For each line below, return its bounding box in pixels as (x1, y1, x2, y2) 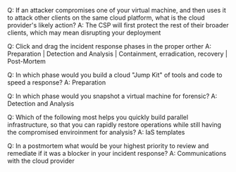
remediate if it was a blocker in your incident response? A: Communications (7, 149, 227, 157)
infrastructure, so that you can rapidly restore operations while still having (7, 121, 222, 129)
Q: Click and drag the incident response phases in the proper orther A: (7, 42, 211, 50)
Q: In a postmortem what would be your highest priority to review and (7, 142, 209, 150)
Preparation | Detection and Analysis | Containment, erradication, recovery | (7, 49, 228, 58)
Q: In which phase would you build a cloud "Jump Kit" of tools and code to (7, 70, 223, 79)
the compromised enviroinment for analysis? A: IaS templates (7, 128, 185, 136)
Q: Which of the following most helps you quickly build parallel (7, 113, 189, 121)
